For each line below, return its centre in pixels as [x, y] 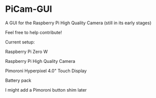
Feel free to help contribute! [34, 32]
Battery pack [18, 80]
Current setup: [20, 42]
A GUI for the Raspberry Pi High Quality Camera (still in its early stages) [78, 23]
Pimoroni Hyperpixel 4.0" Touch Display [46, 71]
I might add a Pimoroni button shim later [46, 90]
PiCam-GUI [29, 9]
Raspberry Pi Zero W [27, 51]
